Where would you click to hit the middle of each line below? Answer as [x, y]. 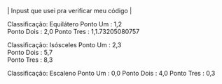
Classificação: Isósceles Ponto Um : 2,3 [64, 45]
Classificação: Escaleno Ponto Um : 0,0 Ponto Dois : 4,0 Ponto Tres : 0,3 [111, 73]
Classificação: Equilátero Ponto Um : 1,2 [65, 24]
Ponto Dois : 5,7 [30, 52]
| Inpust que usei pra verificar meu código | [70, 11]
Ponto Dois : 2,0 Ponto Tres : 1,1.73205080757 [74, 32]
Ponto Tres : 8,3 [30, 60]
